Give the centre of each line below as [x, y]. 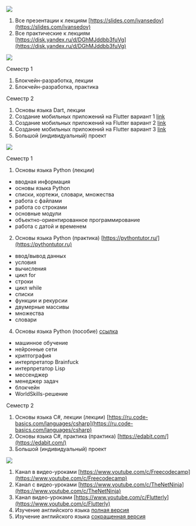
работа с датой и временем [51, 226]
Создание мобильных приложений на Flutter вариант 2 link [91, 123]
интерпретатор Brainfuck [47, 362]
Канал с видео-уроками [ [48, 485]
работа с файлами [38, 201]
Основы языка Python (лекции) [55, 170]
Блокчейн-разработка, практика [57, 87]
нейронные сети [36, 349]
